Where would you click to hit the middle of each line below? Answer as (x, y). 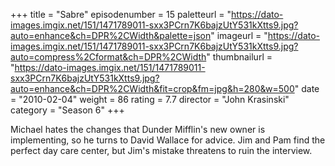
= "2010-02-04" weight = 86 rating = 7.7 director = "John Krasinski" (150, 99)
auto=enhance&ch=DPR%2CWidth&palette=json (111, 35)
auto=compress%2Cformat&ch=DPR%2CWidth (108, 57)
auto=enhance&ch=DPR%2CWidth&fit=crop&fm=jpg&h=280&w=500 (152, 88)
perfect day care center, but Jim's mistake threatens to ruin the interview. (161, 150)
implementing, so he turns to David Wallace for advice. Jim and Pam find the (168, 140)
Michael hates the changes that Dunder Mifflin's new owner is (138, 129)
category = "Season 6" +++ (67, 110)
